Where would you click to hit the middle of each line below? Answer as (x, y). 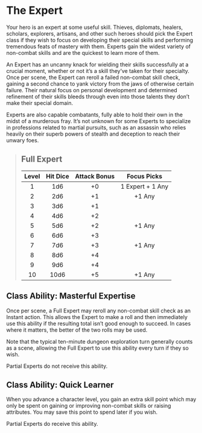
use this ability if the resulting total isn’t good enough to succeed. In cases (99, 323)
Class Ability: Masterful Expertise (71, 296)
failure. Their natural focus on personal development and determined (92, 90)
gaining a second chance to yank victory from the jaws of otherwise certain (100, 84)
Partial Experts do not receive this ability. (57, 366)
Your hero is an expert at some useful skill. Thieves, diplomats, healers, (95, 27)
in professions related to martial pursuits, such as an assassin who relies (96, 127)
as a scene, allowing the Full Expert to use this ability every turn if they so (97, 348)
